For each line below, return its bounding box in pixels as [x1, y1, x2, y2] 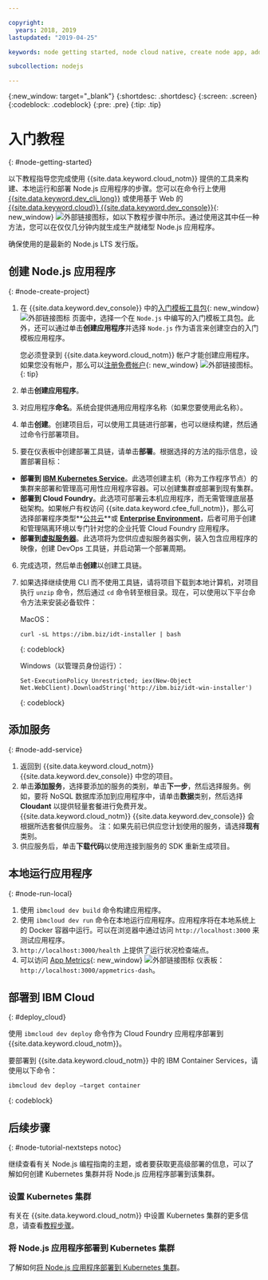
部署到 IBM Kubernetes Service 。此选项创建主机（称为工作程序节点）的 [19, 473, 258, 483]
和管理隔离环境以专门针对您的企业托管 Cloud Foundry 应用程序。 [19, 523, 234, 532]
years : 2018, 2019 [15, 26, 77, 34]
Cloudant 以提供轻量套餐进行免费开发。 [19, 801, 152, 811]
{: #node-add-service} [8, 744, 83, 754]
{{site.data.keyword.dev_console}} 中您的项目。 [19, 771, 177, 780]
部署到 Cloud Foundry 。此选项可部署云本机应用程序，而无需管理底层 [19, 493, 247, 503]
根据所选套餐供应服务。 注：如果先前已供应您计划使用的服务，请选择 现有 [19, 821, 260, 831]
